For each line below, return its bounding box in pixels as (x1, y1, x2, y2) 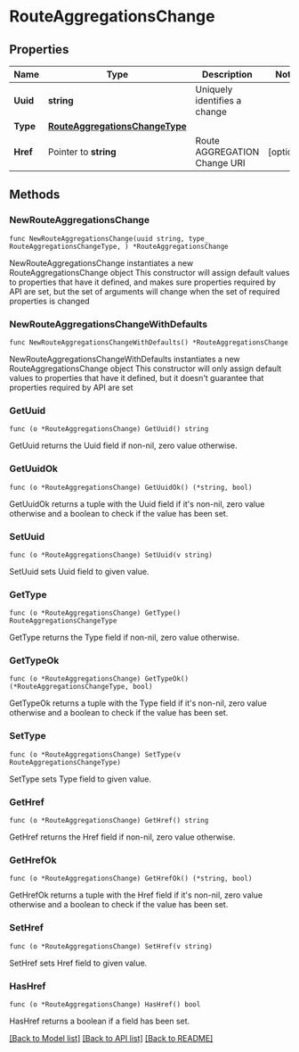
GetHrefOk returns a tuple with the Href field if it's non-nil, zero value (9, 890, 263, 900)
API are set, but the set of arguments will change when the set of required (9, 286, 280, 296)
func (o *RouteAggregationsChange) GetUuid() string (9, 425, 209, 434)
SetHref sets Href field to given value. (9, 957, 148, 968)
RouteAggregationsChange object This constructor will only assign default (9, 363, 282, 374)
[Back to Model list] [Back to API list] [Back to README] (9, 1032, 214, 1043)
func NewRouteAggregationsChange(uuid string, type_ (9, 234, 209, 243)
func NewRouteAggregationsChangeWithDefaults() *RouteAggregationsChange (9, 337, 289, 347)
